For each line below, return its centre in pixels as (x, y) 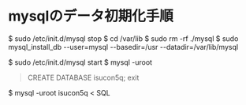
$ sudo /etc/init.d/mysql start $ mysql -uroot (80, 62)
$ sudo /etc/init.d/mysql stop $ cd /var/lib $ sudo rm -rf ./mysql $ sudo (123, 38)
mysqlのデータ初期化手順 (91, 16)
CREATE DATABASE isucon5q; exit (83, 77)
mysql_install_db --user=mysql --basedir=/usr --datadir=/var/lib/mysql (123, 47)
